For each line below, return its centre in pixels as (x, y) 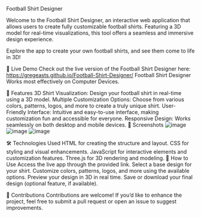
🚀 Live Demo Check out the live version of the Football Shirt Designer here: (98, 69)
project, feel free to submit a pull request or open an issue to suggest (91, 201)
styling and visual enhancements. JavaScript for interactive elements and (97, 152)
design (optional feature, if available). (52, 184)
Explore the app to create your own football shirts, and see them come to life (100, 51)
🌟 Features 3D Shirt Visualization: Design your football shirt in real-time (94, 93)
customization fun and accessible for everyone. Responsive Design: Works (98, 118)
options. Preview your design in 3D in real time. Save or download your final (100, 177)
